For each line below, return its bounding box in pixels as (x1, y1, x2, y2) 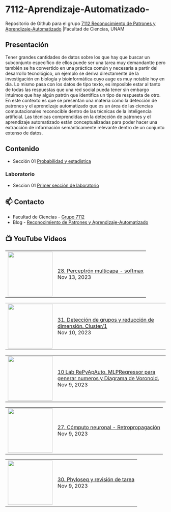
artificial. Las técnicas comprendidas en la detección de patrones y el (5, 113, 151, 120)
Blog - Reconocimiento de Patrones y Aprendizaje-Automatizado (12, 219, 149, 225)
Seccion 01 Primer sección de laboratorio (12, 182, 99, 188)
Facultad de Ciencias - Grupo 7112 (12, 214, 85, 220)
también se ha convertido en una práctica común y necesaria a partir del (5, 65, 158, 71)
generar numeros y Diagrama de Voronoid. (58, 375, 159, 382)
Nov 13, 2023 (58, 274, 92, 281)
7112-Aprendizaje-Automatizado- (5, 4, 150, 15)
